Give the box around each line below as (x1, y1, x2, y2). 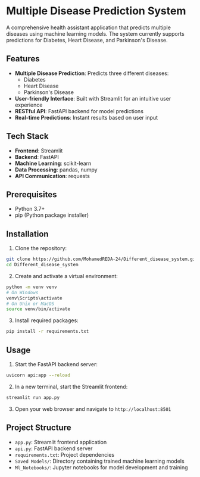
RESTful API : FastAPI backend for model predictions (14, 107, 144, 114)
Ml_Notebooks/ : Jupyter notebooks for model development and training (14, 463, 189, 471)
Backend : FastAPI (14, 153, 60, 160)
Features (6, 54, 40, 64)
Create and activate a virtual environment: (14, 272, 118, 279)
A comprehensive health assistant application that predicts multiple (6, 24, 171, 31)
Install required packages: (14, 317, 79, 324)
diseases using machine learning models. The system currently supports (6, 30, 185, 37)
